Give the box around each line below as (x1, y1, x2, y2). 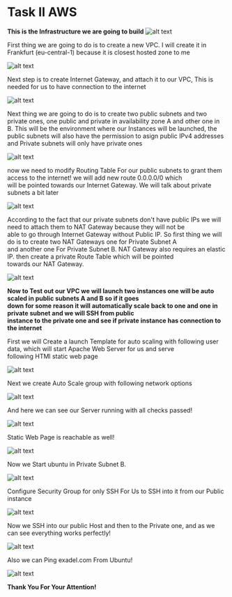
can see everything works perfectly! (7, 529, 111, 537)
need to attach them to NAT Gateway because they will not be (7, 222, 185, 231)
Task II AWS (7, 4, 77, 20)
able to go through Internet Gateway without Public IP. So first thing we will (7, 230, 222, 238)
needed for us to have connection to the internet (7, 82, 146, 91)
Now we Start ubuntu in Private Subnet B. (7, 460, 127, 468)
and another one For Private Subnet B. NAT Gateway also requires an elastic (7, 245, 226, 253)
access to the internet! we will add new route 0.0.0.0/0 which (7, 173, 183, 182)
